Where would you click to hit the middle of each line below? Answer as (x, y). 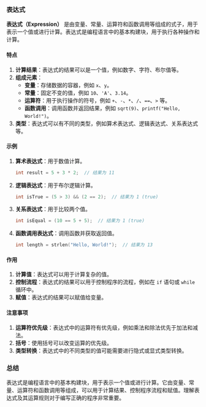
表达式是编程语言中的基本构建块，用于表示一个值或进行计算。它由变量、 (97, 382)
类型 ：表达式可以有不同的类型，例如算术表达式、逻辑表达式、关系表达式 (106, 123)
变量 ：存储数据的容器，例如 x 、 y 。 (68, 85)
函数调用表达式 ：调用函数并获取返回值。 (66, 233)
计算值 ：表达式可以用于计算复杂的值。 (63, 274)
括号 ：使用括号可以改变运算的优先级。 (63, 343)
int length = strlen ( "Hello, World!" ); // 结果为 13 (84, 245)
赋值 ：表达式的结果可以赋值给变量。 (61, 297)
